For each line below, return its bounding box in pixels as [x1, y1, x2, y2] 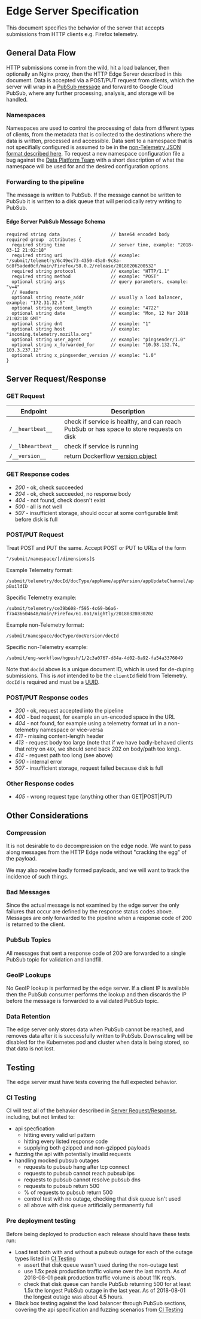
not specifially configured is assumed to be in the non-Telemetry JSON [6, 144, 181, 151]
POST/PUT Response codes [6, 693, 89, 701]
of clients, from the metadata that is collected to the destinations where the [6, 131, 191, 138]
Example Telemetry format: [6, 566, 73, 573]
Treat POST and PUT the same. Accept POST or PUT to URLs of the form [6, 544, 187, 551]
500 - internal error [14, 758, 63, 766]
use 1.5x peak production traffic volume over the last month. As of [23, 1267, 187, 1275]
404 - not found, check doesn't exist [14, 496, 106, 504]
